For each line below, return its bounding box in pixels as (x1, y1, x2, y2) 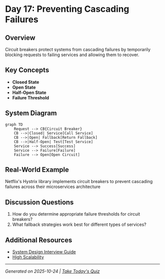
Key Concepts (5, 66, 49, 74)
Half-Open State (12, 90, 47, 95)
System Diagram (5, 109, 57, 118)
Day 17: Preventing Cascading (5, 3, 129, 15)
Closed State (12, 79, 39, 85)
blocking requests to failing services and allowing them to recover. (5, 52, 139, 58)
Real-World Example (5, 166, 69, 174)
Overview (5, 33, 36, 42)
